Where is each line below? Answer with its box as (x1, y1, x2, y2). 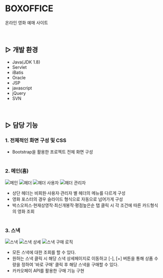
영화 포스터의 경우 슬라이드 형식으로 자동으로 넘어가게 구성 (12, 196, 123, 202)
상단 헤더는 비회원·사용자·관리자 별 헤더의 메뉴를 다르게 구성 (12, 190, 126, 196)
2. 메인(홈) (5, 168, 29, 174)
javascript (12, 85, 32, 91)
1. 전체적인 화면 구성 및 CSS (5, 137, 67, 144)
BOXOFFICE (5, 3, 54, 14)
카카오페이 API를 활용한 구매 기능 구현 (12, 268, 84, 274)
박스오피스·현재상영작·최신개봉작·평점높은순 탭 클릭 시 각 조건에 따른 (12, 202, 142, 208)
